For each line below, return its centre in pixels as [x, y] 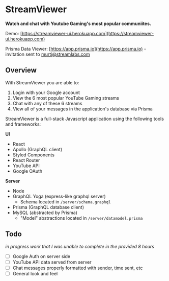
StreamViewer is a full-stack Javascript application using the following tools [85, 119]
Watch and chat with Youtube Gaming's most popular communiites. [78, 24]
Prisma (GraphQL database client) [48, 207]
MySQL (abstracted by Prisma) [45, 213]
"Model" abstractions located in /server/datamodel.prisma [81, 218]
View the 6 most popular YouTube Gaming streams [66, 98]
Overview [21, 70]
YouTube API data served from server [52, 262]
